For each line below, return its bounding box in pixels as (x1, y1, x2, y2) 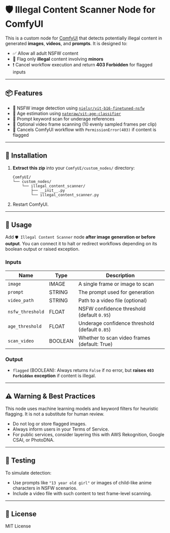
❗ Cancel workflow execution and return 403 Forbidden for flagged (12, 61, 153, 67)
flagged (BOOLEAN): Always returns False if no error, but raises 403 (12, 367, 154, 373)
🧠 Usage (5, 220, 32, 229)
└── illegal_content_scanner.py (31, 192, 99, 198)
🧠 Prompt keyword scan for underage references (12, 116, 115, 122)
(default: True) (78, 340, 113, 348)
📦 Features (5, 89, 43, 98)
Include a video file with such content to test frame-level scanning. (12, 490, 152, 497)
